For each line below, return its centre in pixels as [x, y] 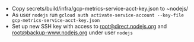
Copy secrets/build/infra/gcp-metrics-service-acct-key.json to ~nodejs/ [100, 9]
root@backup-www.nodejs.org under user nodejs [72, 33]
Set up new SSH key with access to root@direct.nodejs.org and [89, 26]
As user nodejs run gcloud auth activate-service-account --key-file [98, 15]
